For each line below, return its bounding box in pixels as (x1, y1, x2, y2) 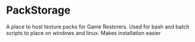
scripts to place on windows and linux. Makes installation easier (6, 29, 161, 36)
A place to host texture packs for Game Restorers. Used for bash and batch (6, 23, 190, 30)
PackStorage (6, 4, 71, 17)
